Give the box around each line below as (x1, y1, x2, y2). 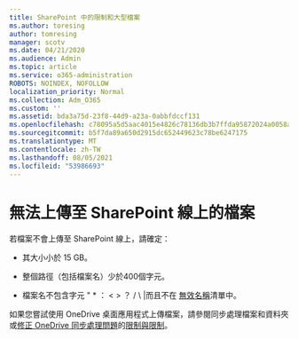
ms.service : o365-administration (9, 71, 133, 80)
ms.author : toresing (9, 21, 86, 30)
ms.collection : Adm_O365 (9, 95, 101, 105)
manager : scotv (9, 37, 66, 47)
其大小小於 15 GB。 (21, 252, 93, 263)
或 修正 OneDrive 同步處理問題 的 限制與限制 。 (9, 320, 173, 331)
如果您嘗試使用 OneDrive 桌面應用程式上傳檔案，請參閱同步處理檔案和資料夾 (9, 309, 289, 319)
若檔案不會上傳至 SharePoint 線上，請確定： (9, 233, 170, 244)
